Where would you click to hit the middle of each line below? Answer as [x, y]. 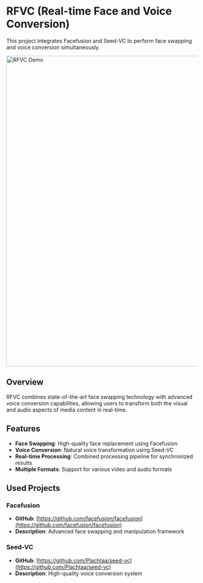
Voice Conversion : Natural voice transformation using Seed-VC [94, 450]
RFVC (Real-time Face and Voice [89, 11]
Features [23, 429]
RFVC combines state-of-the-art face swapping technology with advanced [99, 397]
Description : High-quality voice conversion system [79, 573]
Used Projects [33, 488]
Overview [25, 382]
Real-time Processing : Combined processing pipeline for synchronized [104, 456]
